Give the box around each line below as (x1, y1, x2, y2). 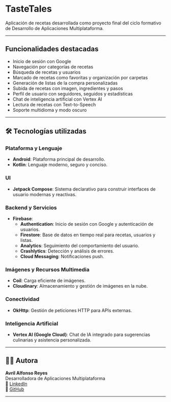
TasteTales (5, 3, 52, 15)
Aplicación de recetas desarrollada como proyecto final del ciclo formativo (5, 20, 161, 26)
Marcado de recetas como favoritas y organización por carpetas (12, 74, 148, 80)
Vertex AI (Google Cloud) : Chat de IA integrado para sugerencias (12, 331, 150, 337)
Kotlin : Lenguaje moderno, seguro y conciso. (12, 162, 108, 168)
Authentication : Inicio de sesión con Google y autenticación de (20, 221, 154, 227)
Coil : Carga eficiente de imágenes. (12, 277, 85, 284)
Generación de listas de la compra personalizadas (12, 80, 118, 86)
